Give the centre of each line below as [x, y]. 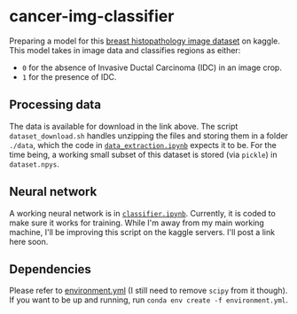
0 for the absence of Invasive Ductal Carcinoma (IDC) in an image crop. [152, 67]
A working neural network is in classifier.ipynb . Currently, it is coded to [143, 213]
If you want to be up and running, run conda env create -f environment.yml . [148, 300]
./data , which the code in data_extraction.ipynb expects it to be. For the [143, 145]
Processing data [55, 105]
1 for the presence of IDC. [69, 76]
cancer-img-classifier [92, 16]
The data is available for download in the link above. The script [124, 126]
